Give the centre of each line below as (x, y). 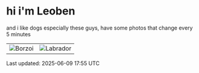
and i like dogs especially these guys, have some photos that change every (99, 28)
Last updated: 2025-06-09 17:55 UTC (53, 63)
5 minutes (19, 34)
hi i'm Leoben (41, 11)
